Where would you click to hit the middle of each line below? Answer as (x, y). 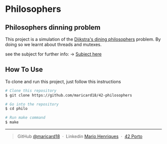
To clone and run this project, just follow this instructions (63, 81)
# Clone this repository (31, 91)
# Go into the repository (32, 104)
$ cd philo (16, 109)
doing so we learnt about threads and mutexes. (53, 45)
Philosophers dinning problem (53, 27)
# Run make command (25, 118)
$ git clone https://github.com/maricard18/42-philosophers (69, 95)
